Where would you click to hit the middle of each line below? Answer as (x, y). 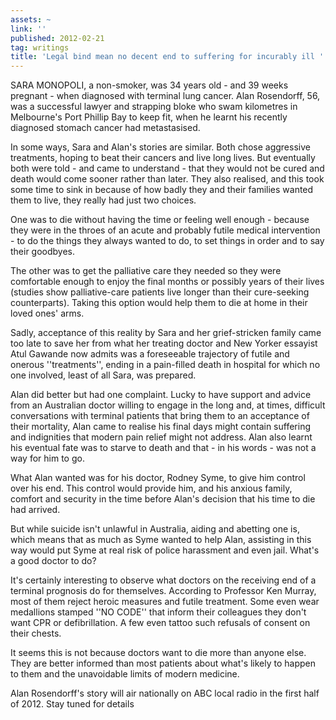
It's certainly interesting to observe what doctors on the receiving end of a (163, 580)
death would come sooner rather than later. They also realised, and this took (167, 179)
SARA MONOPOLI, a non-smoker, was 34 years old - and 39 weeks (149, 85)
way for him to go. (47, 458)
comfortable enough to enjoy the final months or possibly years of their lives (167, 282)
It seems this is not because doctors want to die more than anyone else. (158, 653)
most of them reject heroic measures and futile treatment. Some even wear (165, 602)
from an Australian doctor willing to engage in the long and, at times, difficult (168, 405)
